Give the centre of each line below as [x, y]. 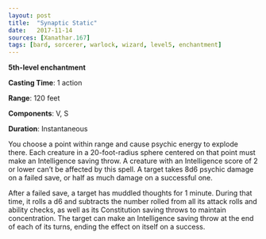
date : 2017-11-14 [40, 30]
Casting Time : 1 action [45, 83]
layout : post [30, 15]
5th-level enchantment [47, 67]
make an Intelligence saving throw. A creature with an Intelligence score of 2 [133, 161]
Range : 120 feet [34, 98]
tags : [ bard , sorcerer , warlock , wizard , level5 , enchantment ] [115, 45]
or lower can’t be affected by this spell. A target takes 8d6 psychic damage [131, 169]
